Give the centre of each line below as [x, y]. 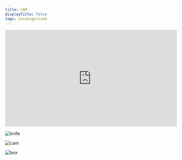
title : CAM [16, 10]
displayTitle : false [26, 14]
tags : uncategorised [26, 19]
